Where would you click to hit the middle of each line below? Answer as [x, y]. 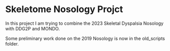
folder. [12, 43]
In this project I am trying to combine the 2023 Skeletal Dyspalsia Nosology [84, 23]
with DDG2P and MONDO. [33, 28]
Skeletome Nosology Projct [64, 9]
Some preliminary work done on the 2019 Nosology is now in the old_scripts [85, 38]
